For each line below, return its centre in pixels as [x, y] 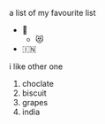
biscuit [34, 93]
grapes [35, 102]
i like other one [36, 66]
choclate [38, 84]
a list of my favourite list [52, 13]
